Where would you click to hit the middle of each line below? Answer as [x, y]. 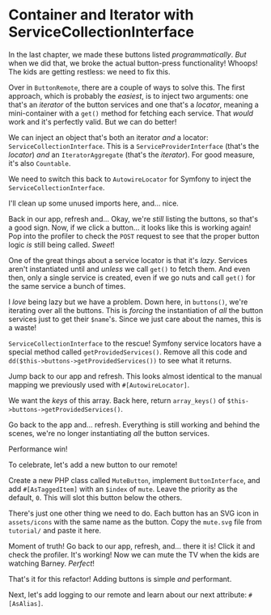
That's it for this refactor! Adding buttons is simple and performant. [120, 579]
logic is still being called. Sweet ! [61, 244]
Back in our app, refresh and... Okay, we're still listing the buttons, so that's [133, 218]
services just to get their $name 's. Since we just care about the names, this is [135, 319]
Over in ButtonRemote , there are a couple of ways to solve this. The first [127, 87]
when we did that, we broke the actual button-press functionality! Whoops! [133, 63]
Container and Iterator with [101, 15]
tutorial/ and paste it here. [55, 530]
